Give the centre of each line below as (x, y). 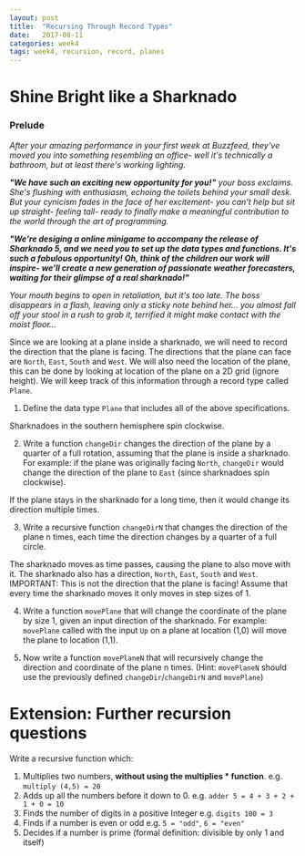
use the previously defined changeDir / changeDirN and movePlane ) (143, 676)
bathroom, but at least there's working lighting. (98, 164)
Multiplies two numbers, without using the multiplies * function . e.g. (152, 776)
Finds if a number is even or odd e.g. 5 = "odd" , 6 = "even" (134, 822)
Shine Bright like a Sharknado (123, 97)
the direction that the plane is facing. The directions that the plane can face (150, 351)
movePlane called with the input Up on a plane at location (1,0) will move (154, 630)
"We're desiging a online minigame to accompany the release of (134, 239)
